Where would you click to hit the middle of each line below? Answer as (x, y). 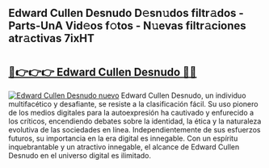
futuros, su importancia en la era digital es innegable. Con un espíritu (123, 138)
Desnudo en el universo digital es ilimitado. (80, 155)
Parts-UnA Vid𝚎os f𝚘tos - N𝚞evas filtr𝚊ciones (127, 26)
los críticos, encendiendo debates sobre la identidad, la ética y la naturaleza (135, 121)
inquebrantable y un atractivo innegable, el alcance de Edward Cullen (124, 147)
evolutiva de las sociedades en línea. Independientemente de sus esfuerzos (134, 130)
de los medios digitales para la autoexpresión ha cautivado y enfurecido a (131, 113)
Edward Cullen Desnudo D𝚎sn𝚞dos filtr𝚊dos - (126, 13)
